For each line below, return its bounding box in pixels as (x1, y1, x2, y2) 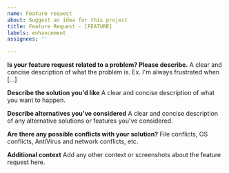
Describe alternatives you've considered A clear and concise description (7, 110, 219, 118)
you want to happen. (7, 96, 66, 104)
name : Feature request (7, 10, 72, 17)
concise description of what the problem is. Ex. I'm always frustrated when (7, 68, 220, 77)
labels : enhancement (7, 29, 67, 37)
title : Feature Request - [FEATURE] (7, 23, 112, 30)
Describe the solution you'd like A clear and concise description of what (7, 89, 215, 97)
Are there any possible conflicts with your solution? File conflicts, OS (7, 130, 208, 139)
